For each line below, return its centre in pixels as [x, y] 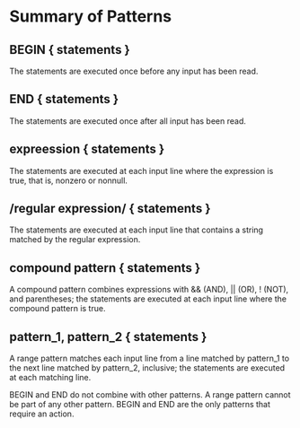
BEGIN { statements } [70, 50]
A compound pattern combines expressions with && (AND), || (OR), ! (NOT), [149, 290]
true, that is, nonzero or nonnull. [69, 180]
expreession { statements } [87, 149]
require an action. [42, 414]
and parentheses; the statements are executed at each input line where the [148, 299]
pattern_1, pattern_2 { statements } [108, 337]
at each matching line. [50, 378]
